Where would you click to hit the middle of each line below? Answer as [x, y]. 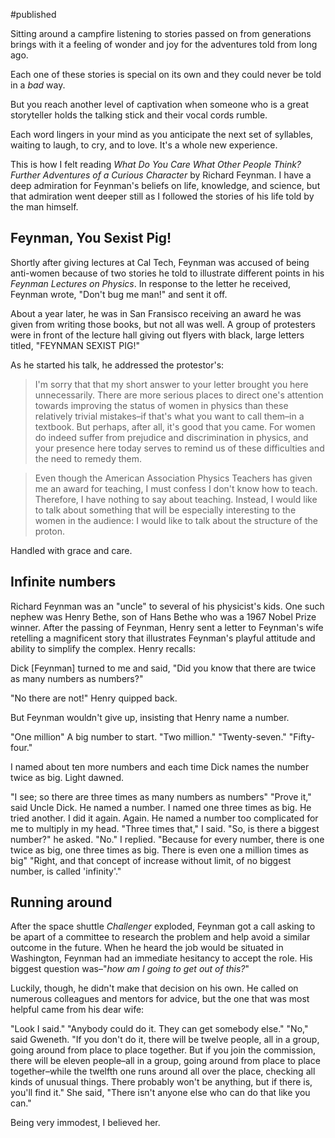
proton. [49, 531]
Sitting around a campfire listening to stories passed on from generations [161, 33]
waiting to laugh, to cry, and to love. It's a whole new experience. [144, 145]
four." [21, 747]
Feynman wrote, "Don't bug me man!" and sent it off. [119, 294]
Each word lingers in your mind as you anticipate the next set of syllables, [162, 134]
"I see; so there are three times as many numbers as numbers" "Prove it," [161, 796]
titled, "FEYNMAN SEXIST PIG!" [75, 345]
